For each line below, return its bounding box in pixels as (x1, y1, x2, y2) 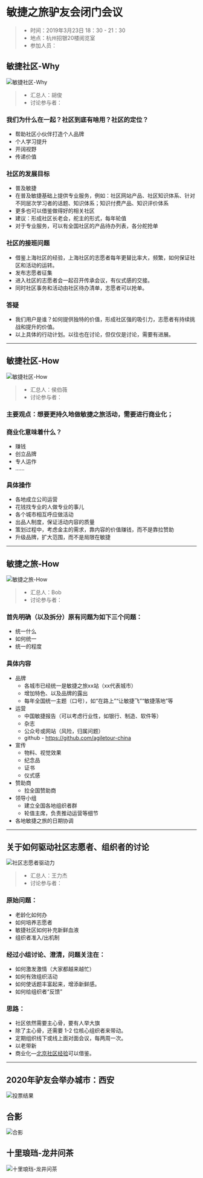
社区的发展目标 (6, 169, 50, 178)
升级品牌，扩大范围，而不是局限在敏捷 (14, 534, 111, 541)
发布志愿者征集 (14, 269, 53, 276)
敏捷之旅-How (6, 558, 59, 569)
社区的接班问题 (6, 239, 50, 247)
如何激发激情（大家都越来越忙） (14, 966, 95, 973)
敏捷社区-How (6, 356, 59, 366)
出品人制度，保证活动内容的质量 (14, 519, 95, 526)
